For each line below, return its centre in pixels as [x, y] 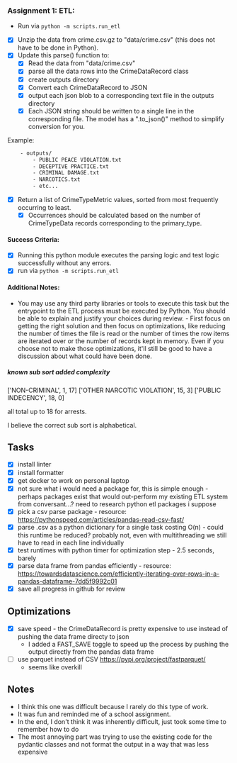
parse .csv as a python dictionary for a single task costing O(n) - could [121, 527]
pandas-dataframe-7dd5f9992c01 [67, 581]
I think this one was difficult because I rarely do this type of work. [113, 706]
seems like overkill [55, 667]
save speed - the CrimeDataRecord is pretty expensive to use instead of [123, 628]
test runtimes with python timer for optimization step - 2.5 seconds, [116, 550]
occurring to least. [44, 208]
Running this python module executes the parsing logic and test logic [118, 255]
